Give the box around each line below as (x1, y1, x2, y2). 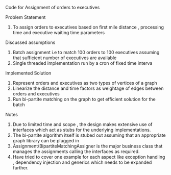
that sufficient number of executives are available (12, 55, 117, 61)
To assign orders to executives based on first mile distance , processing (12, 24, 164, 30)
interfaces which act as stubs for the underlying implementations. (12, 127, 151, 133)
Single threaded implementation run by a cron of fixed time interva (12, 60, 153, 66)
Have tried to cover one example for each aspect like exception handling (12, 154, 165, 160)
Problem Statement (5, 14, 46, 20)
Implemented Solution (5, 70, 52, 76)
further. (12, 165, 29, 170)
